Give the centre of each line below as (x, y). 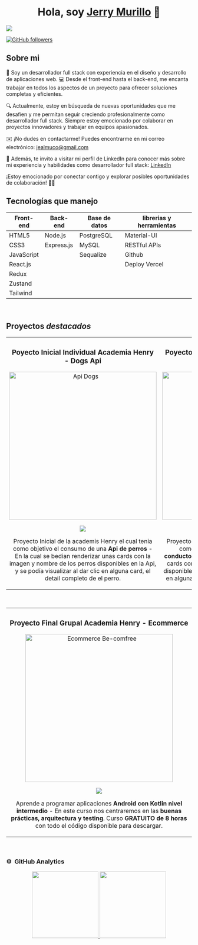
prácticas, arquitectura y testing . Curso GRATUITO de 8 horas (99, 818)
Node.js (55, 235)
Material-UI (141, 235)
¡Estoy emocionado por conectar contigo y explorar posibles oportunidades (98, 176)
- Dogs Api (83, 361)
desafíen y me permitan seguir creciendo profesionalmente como (85, 114)
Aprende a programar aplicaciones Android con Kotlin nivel (99, 804)
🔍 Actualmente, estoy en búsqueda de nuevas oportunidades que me (91, 105)
